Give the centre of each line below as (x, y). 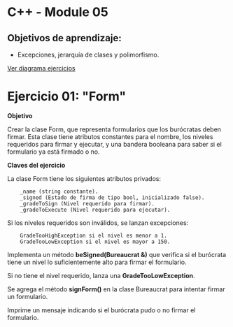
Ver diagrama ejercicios (41, 68)
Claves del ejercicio (36, 165)
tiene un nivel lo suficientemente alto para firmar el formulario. (97, 262)
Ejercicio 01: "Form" (67, 97)
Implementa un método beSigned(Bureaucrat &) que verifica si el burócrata (117, 254)
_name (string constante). (59, 191)
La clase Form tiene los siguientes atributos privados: (84, 178)
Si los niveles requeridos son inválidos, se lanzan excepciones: (98, 223)
